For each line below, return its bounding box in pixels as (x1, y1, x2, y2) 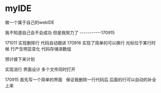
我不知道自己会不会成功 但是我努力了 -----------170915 (5, 29, 115, 35)
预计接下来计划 (5, 56, 35, 62)
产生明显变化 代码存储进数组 (14, 46, 71, 52)
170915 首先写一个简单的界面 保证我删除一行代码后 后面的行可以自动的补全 (5, 77, 157, 82)
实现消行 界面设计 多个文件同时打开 (5, 66, 76, 72)
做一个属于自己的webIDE (5, 19, 55, 25)
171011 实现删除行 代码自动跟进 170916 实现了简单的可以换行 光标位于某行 (5, 40, 152, 46)
